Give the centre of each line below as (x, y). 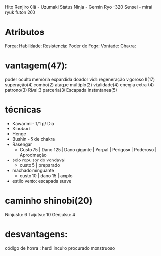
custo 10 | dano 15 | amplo (46, 176)
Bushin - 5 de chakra (33, 139)
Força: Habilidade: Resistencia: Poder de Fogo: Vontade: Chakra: (71, 46)
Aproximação (33, 155)
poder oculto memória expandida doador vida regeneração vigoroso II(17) (80, 79)
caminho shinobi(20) (49, 201)
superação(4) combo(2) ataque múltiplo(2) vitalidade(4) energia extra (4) (80, 84)
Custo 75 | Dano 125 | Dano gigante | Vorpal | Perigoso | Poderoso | (88, 149)
